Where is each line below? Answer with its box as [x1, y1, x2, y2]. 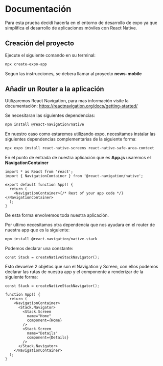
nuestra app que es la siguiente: [5, 227, 70, 233]
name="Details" [26, 331, 58, 336]
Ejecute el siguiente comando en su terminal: [5, 52, 96, 58]
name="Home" [26, 313, 51, 319]
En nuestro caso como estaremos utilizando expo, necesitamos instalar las [5, 131, 156, 137]
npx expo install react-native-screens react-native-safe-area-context [5, 146, 154, 151]
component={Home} [26, 318, 63, 323]
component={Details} [26, 335, 69, 340]
